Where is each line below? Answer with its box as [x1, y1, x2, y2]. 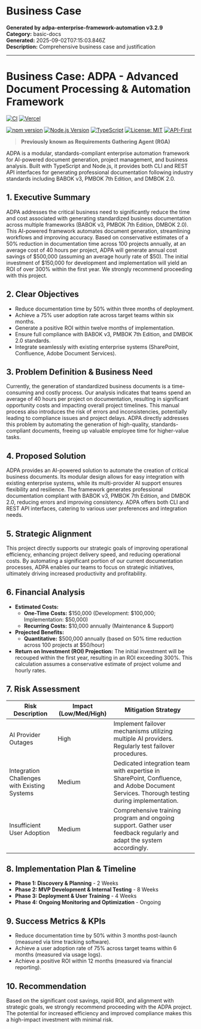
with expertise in [113, 766, 160, 775]
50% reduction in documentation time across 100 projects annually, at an [6, 240, 187, 247]
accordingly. [113, 844, 148, 852]
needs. [6, 512, 23, 519]
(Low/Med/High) [59, 709, 107, 717]
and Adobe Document [113, 781, 175, 790]
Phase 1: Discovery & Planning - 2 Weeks [14, 879, 118, 887]
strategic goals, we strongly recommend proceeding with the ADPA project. [6, 1003, 193, 1010]
